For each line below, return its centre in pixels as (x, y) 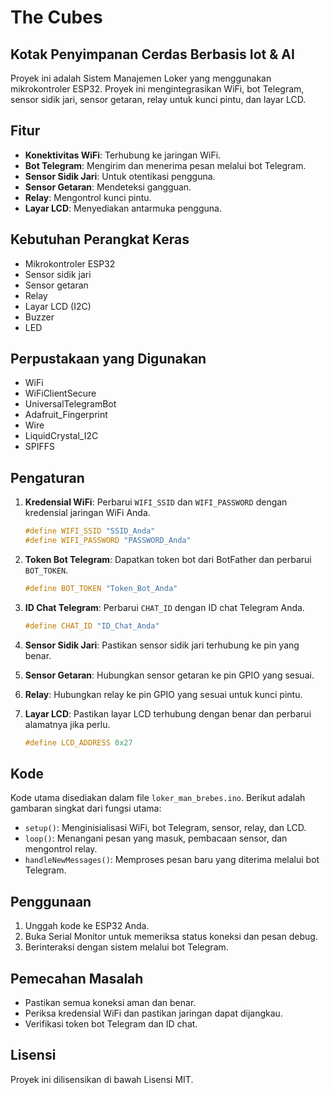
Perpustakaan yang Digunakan (108, 359)
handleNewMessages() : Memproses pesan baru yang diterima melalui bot (172, 860)
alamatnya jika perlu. (67, 724)
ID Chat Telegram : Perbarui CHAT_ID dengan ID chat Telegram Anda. (164, 607)
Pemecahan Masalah (77, 978)
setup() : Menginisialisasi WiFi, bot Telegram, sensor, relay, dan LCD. (165, 828)
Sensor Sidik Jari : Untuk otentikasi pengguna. (120, 176)
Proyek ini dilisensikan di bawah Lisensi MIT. (102, 1079)
